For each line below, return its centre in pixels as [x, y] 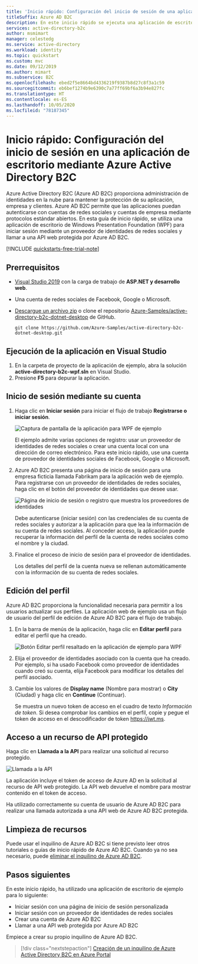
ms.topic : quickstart [33, 55]
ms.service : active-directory [43, 45]
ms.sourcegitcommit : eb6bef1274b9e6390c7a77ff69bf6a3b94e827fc [85, 89]
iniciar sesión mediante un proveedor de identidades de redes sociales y [94, 231]
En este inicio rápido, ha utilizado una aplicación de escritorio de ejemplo [95, 889]
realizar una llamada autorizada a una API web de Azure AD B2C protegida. [97, 811]
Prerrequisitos [33, 267]
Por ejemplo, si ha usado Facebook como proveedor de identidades [97, 664]
